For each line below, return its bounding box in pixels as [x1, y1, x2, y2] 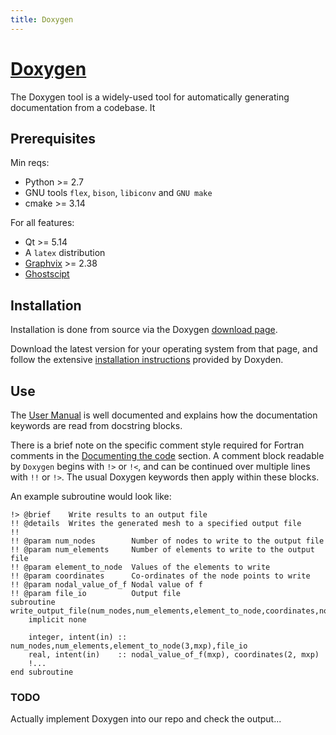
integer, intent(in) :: [28, 632, 128, 642]
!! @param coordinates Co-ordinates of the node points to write [10, 571, 311, 581]
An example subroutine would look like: [10, 491, 172, 502]
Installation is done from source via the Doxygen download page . [10, 324, 278, 336]
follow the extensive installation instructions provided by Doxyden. [10, 354, 284, 366]
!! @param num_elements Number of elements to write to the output [10, 545, 315, 555]
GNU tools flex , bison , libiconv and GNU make [24, 187, 213, 199]
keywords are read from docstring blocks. [10, 420, 183, 431]
